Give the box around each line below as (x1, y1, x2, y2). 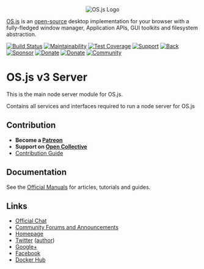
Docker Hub (15, 256, 46, 263)
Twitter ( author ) (15, 237, 55, 244)
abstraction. (6, 31, 37, 38)
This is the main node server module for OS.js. (6, 90, 123, 98)
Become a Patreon (15, 136, 63, 144)
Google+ (15, 243, 38, 251)
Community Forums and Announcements (15, 224, 119, 231)
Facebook (15, 249, 41, 257)
